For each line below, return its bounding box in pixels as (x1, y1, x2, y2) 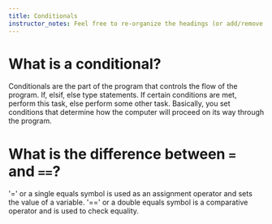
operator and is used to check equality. (8, 206, 140, 216)
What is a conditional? (8, 55, 162, 73)
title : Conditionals (8, 11, 79, 20)
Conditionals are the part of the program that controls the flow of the (8, 81, 238, 91)
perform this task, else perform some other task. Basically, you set (8, 99, 231, 108)
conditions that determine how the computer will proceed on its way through (8, 108, 265, 117)
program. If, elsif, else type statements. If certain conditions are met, (8, 90, 237, 100)
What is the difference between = (8, 144, 236, 163)
